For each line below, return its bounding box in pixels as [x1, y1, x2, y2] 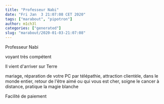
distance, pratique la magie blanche [5, 84, 79, 90]
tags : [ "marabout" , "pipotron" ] [5, 16, 72, 21]
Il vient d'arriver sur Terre [5, 63, 57, 69]
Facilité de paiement [5, 93, 47, 99]
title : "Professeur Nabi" [5, 7, 59, 12]
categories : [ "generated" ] [5, 26, 61, 31]
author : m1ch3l [5, 21, 37, 26]
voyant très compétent [5, 54, 52, 60]
